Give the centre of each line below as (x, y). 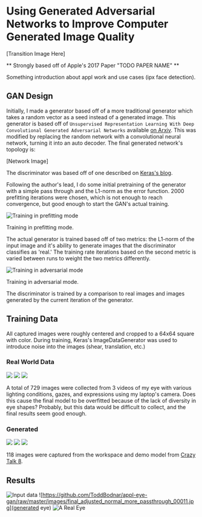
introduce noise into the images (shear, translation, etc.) (76, 346)
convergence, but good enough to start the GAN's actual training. (88, 203)
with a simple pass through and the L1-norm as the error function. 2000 (95, 191)
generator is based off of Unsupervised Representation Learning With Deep (100, 123)
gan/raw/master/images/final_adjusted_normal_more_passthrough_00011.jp (100, 501)
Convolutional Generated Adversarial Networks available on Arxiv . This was (101, 130)
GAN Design (30, 96)
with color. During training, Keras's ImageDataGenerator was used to (92, 340)
